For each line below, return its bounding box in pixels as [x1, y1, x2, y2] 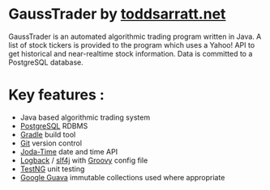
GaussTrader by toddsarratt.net [8, 5, 226, 23]
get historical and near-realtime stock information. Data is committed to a [8, 49, 253, 58]
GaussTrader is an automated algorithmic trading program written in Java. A [8, 32, 262, 41]
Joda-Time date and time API [19, 146, 118, 156]
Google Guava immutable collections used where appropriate [19, 172, 225, 182]
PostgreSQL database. [8, 57, 84, 67]
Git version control [19, 138, 83, 148]
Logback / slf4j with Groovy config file [19, 155, 148, 165]
